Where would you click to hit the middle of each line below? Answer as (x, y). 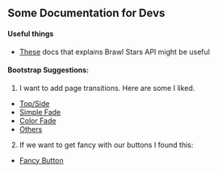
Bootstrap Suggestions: (48, 70)
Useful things (31, 33)
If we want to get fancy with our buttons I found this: (106, 145)
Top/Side (34, 103)
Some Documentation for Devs (86, 13)
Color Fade (38, 121)
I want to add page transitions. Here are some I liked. (107, 88)
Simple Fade (40, 112)
